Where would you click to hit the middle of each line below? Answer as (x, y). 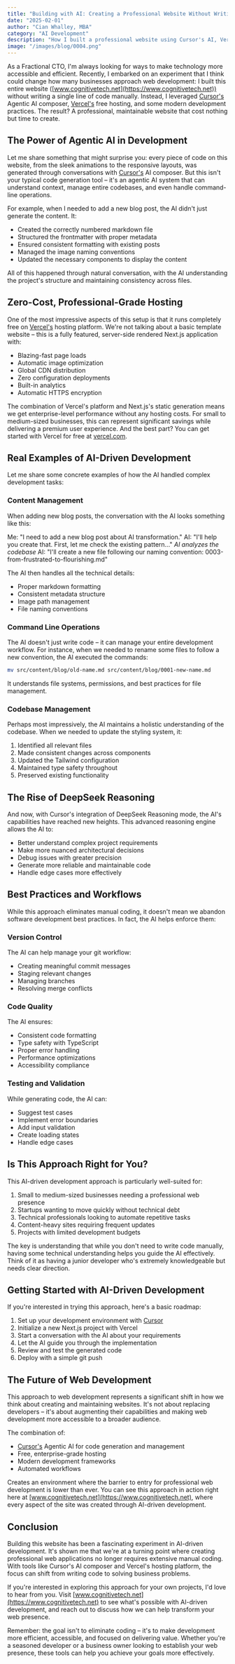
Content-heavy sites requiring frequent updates (86, 1225)
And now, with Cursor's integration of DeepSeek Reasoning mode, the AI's (114, 814)
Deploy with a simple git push (60, 1358)
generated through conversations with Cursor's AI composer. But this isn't (114, 172)
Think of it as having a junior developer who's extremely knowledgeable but (116, 1260)
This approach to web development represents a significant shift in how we (115, 1397)
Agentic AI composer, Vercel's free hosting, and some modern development (116, 104)
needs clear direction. (39, 1268)
